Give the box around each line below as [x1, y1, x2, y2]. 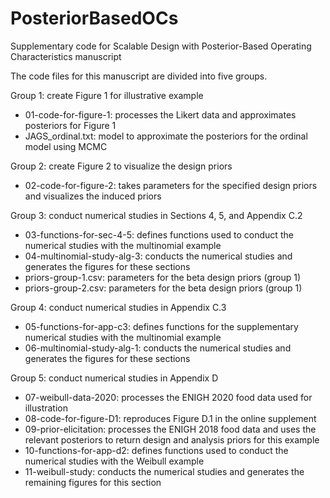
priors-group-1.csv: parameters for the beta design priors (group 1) [24, 271, 301, 283]
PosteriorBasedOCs [10, 7, 179, 30]
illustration [24, 402, 68, 414]
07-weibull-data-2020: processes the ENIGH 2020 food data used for [24, 391, 313, 403]
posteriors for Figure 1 [24, 119, 117, 131]
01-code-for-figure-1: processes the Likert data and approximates [24, 108, 297, 121]
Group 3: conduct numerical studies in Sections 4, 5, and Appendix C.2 [10, 209, 303, 221]
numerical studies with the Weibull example [24, 455, 205, 467]
